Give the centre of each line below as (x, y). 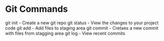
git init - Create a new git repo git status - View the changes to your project (82, 23)
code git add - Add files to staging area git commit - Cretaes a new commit (82, 28)
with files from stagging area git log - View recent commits (65, 33)
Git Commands (37, 9)
